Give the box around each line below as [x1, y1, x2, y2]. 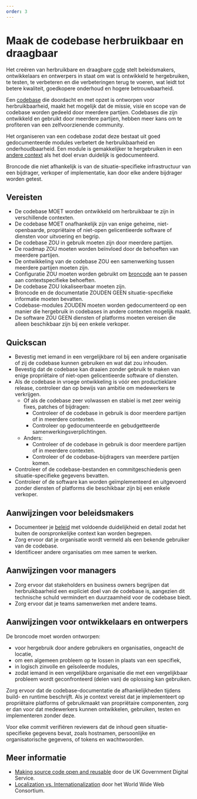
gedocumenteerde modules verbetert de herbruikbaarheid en [6, 139, 155, 146]
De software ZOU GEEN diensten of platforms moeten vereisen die [14, 314, 176, 321]
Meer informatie [6, 753, 66, 763]
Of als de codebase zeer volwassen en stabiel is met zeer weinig [23, 397, 181, 404]
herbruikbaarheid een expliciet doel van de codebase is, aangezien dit [14, 587, 185, 595]
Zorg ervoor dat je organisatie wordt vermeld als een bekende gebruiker [14, 536, 189, 543]
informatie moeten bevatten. [14, 296, 84, 303]
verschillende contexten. [14, 214, 75, 221]
